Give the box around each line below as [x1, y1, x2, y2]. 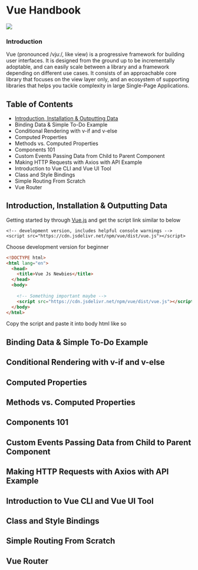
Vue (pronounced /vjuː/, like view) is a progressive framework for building [6, 51, 184, 58]
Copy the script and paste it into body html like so [6, 320, 127, 327]
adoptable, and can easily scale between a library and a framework [6, 63, 170, 71]
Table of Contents [6, 99, 74, 109]
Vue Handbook [6, 4, 81, 17]
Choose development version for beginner [6, 243, 109, 251]
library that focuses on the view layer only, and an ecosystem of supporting [6, 76, 190, 83]
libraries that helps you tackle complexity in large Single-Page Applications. [6, 82, 190, 89]
